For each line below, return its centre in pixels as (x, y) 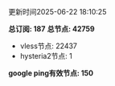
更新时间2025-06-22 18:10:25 (57, 12)
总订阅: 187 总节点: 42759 (51, 29)
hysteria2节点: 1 (46, 56)
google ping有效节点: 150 (51, 73)
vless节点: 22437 (49, 46)
